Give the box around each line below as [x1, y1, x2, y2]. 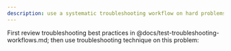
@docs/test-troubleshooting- [136, 29, 220, 37]
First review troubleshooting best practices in [7, 29, 135, 37]
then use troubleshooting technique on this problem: [50, 35, 199, 44]
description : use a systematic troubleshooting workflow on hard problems [7, 10, 226, 17]
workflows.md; [7, 35, 49, 44]
